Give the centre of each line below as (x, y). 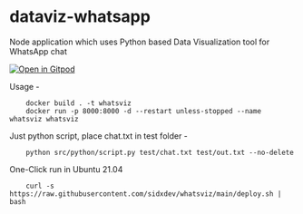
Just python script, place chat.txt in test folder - (99, 136)
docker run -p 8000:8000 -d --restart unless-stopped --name (143, 111)
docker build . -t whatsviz (78, 103)
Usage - (24, 86)
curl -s (40, 186)
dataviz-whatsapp (80, 17)
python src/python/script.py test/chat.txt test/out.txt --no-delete (160, 152)
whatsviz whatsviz (44, 119)
